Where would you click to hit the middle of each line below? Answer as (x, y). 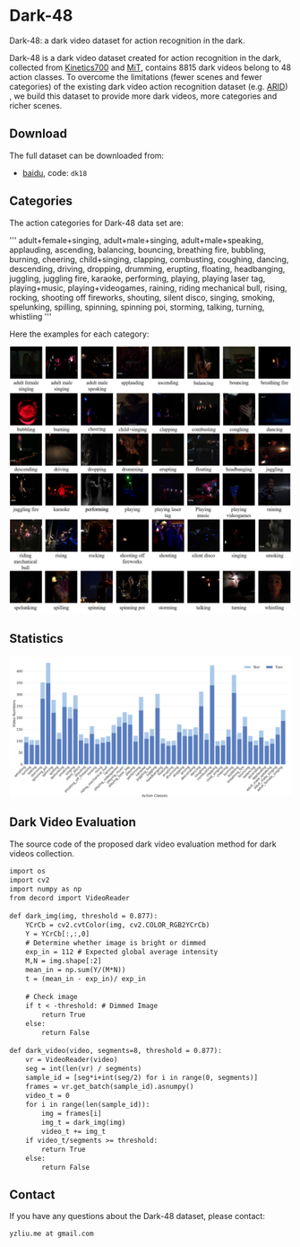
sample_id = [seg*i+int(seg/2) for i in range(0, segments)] (141, 1077)
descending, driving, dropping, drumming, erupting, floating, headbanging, (147, 268)
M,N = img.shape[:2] (64, 961)
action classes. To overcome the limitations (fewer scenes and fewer (136, 76)
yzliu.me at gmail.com (51, 1234)
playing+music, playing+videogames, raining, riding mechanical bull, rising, (149, 287)
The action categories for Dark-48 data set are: (96, 223)
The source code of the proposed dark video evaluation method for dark (143, 844)
